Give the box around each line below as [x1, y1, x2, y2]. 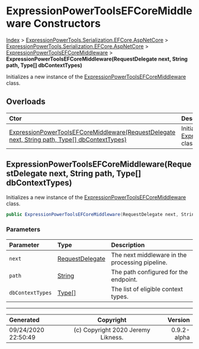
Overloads [6, 97, 46, 107]
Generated [9, 316, 40, 324]
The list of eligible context [111, 285, 184, 293]
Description [111, 240, 145, 249]
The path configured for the [111, 268, 188, 276]
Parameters [6, 226, 40, 234]
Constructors [33, 17, 101, 30]
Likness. [100, 333, 124, 341]
